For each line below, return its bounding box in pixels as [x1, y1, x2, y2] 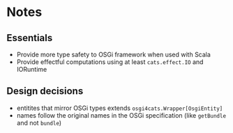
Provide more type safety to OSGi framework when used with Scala [16, 50, 211, 58]
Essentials [6, 32, 53, 44]
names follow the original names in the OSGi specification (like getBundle [16, 111, 227, 119]
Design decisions [6, 85, 84, 97]
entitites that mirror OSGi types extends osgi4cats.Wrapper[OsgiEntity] [16, 104, 223, 112]
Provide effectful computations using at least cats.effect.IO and [16, 58, 204, 66]
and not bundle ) [16, 118, 62, 127]
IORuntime [16, 65, 47, 73]
